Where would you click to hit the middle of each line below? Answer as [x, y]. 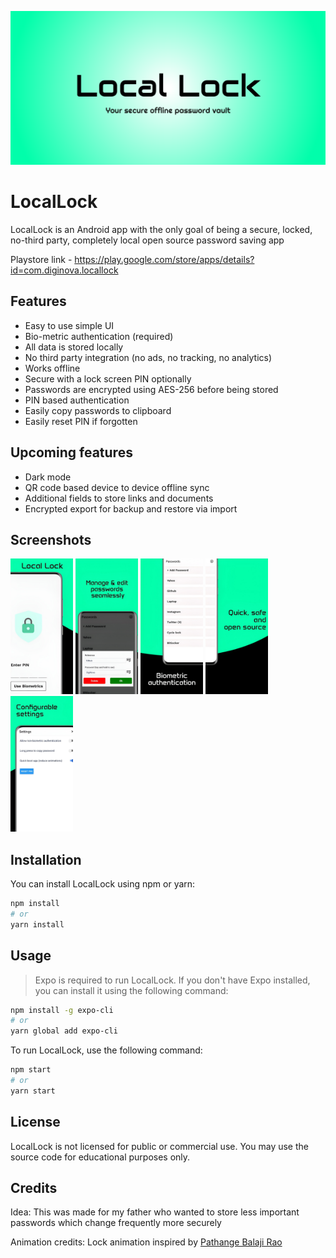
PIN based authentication [77, 400]
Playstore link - [41, 260]
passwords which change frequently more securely [116, 1223]
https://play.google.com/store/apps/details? [164, 260]
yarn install [37, 924]
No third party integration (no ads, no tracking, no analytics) [148, 357]
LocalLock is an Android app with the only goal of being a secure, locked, [161, 230]
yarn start [33, 1091]
